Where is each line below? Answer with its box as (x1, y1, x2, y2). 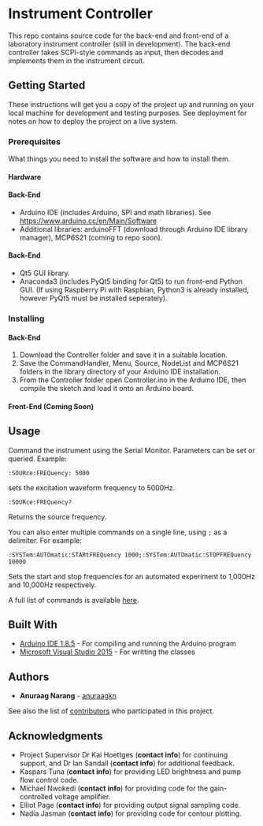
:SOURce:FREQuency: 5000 (8, 469, 90, 477)
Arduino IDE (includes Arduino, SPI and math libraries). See (19, 207, 212, 217)
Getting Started (8, 79, 86, 92)
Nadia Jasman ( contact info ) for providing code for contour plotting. (19, 809, 242, 818)
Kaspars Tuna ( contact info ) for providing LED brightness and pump (19, 767, 242, 776)
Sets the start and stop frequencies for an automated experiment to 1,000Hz (8, 571, 256, 581)
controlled (19, 792, 53, 802)
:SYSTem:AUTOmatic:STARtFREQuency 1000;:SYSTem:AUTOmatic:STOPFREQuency (8, 551, 252, 559)
